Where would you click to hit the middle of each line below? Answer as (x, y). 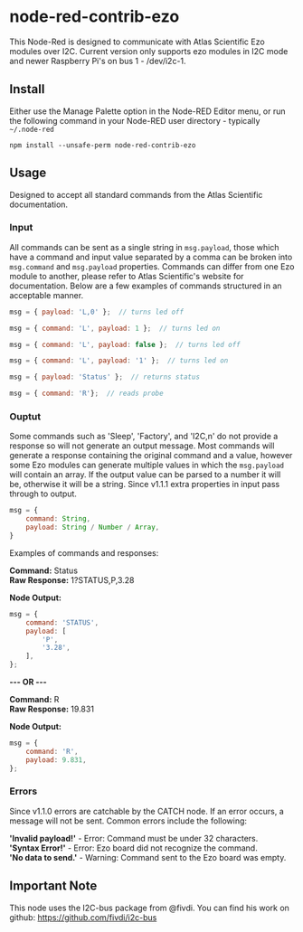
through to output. (43, 494)
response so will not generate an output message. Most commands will (142, 446)
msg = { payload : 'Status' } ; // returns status (105, 377)
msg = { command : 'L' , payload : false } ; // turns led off (125, 344)
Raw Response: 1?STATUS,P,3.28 (72, 579)
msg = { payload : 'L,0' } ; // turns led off (96, 312)
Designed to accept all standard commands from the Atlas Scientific (136, 194)
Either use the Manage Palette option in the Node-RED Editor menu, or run (148, 111)
